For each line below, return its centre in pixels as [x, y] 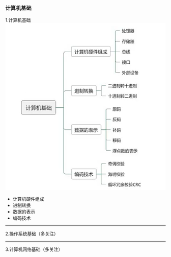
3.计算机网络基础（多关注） [34, 249]
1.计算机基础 [18, 20]
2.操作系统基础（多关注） [32, 233]
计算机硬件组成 [28, 199]
